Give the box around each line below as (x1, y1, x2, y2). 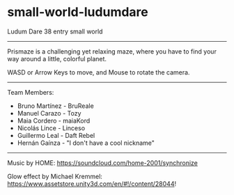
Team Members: (7, 88, 54, 96)
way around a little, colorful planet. (7, 54, 107, 63)
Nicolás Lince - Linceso (17, 123, 86, 132)
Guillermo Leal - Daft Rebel (17, 131, 95, 139)
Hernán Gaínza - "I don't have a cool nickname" (17, 139, 155, 147)
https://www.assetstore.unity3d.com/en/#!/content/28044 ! (7, 179, 176, 188)
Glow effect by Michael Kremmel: (7, 172, 103, 180)
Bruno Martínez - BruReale (17, 102, 94, 110)
